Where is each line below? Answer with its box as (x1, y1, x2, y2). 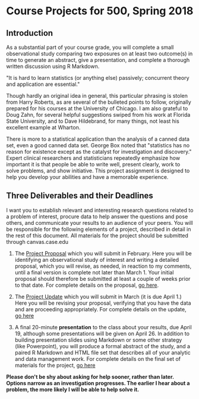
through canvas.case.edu (6, 238, 69, 245)
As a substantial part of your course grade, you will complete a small (6, 44, 174, 51)
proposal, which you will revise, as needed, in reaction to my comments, (14, 262, 192, 270)
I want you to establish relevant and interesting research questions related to (6, 206, 194, 214)
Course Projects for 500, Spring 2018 (6, 4, 194, 18)
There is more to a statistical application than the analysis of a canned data (6, 135, 190, 143)
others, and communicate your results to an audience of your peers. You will (6, 219, 193, 226)
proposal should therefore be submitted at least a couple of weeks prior (14, 275, 191, 282)
